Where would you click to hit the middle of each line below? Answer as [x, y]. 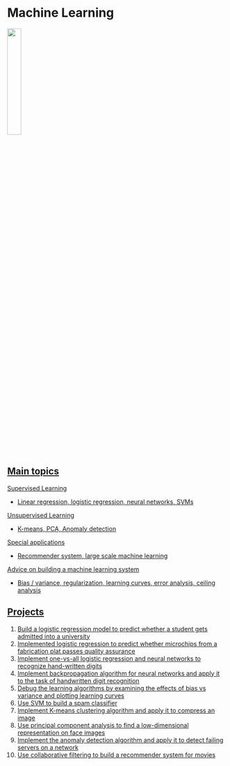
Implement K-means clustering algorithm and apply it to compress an [116, 710]
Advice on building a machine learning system [73, 569]
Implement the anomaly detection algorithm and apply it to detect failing [120, 740]
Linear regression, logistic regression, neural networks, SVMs [105, 501]
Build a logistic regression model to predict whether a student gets [113, 629]
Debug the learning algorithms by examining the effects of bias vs [112, 688]
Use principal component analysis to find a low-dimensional [103, 725]
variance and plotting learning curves [71, 696]
